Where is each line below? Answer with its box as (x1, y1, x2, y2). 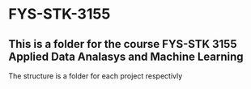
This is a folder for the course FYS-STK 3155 (8, 37, 237, 51)
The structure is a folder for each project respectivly (8, 71, 183, 81)
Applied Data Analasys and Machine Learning (8, 49, 245, 63)
